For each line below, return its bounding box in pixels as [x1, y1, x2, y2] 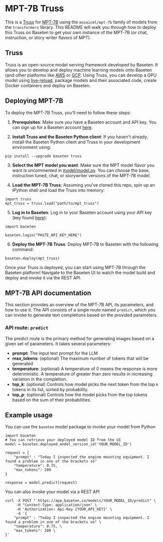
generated [12, 360, 33, 366]
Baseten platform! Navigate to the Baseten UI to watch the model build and [5, 270, 155, 275]
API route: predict [5, 324, 49, 331]
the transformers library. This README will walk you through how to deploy [5, 24, 156, 30]
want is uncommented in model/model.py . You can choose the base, [12, 167, 150, 173]
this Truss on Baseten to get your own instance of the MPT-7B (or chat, [5, 29, 148, 35]
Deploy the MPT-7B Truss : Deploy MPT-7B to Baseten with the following [12, 241, 159, 247]
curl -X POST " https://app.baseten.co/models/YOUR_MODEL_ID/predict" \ [5, 499, 156, 503]
